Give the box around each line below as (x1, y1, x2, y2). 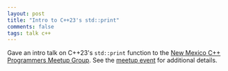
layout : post (7, 10, 45, 17)
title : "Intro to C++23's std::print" (7, 17, 120, 24)
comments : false (7, 23, 54, 30)
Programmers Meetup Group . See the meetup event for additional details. (7, 56, 218, 65)
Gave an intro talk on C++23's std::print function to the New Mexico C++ (7, 49, 221, 57)
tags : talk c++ (7, 29, 51, 37)
